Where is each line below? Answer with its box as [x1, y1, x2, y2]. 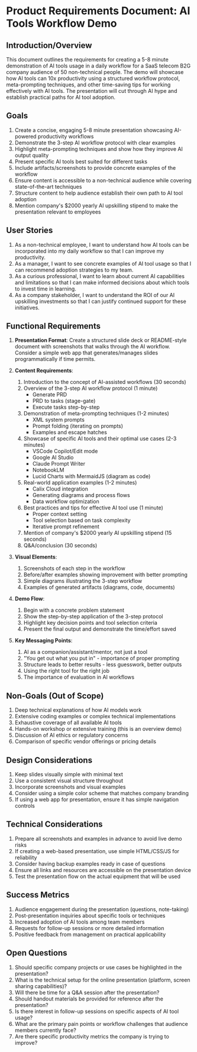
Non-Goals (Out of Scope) [6, 690, 104, 701]
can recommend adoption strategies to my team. [14, 266, 134, 273]
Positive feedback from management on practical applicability [14, 931, 166, 938]
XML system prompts [32, 416, 85, 424]
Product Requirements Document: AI [6, 4, 190, 18]
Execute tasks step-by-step [32, 404, 100, 411]
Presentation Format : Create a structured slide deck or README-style [14, 337, 187, 344]
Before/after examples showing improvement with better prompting [23, 571, 188, 578]
